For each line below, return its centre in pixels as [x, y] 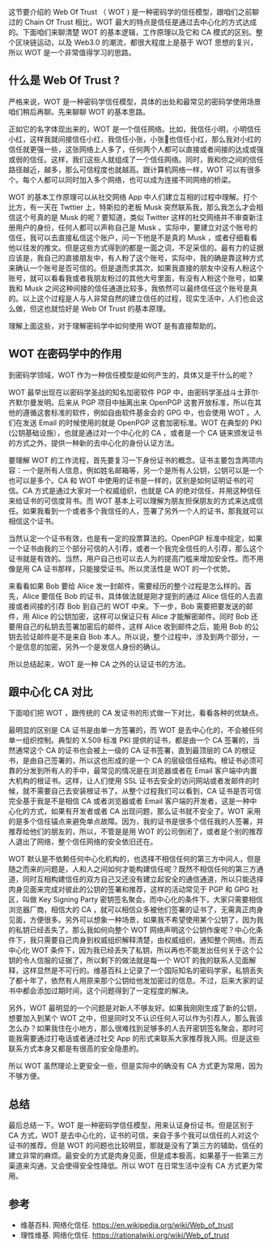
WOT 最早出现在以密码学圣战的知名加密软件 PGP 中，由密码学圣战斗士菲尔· [134, 392]
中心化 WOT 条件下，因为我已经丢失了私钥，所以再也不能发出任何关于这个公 [136, 950]
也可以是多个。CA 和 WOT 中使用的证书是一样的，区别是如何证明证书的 [127, 480]
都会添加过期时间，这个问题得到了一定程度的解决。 [107, 991]
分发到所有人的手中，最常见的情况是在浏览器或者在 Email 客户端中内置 [140, 771]
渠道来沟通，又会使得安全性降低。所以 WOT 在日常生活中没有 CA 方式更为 [132, 1166]
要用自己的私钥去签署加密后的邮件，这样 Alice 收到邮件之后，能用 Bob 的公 [134, 626]
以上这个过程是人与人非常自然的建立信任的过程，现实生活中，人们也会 [139, 298]
